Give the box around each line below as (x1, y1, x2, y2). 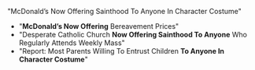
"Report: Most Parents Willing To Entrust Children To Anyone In (18, 47, 225, 55)
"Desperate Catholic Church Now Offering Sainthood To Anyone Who (18, 30, 247, 39)
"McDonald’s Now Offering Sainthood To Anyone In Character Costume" (7, 7, 242, 16)
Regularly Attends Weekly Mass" (18, 38, 125, 47)
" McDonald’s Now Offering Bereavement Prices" (18, 22, 179, 30)
